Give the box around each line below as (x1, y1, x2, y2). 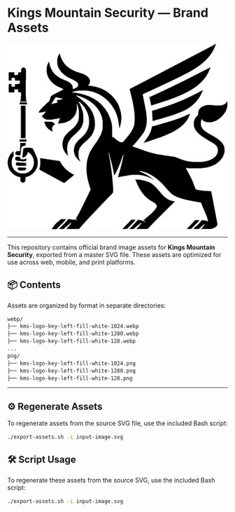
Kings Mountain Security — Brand (7, 5, 208, 21)
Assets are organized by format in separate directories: (7, 301, 166, 310)
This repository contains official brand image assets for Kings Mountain (7, 243, 215, 251)
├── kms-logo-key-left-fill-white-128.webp (7, 338, 136, 345)
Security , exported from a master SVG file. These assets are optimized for (7, 250, 222, 258)
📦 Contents (7, 279, 61, 291)
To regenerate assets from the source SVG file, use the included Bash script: (7, 419, 228, 428)
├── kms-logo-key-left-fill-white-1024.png (7, 359, 136, 367)
